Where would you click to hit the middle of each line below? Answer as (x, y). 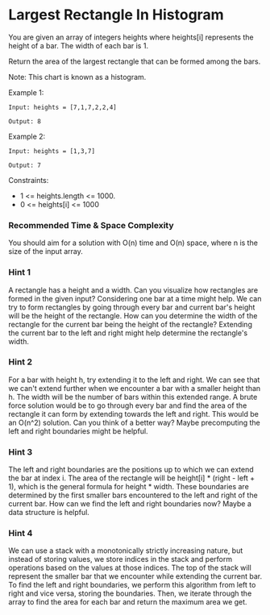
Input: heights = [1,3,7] (52, 151)
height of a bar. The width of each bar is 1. (79, 45)
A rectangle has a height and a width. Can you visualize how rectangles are (133, 290)
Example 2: (27, 136)
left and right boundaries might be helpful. (78, 431)
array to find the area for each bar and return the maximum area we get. (128, 602)
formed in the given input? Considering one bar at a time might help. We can (135, 298)
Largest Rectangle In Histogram (116, 15)
